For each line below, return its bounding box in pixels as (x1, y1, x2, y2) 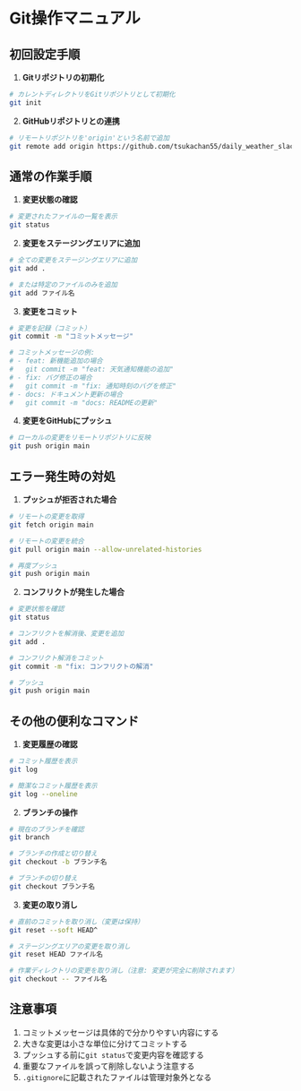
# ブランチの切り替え (9, 874, 78, 883)
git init (9, 98, 42, 107)
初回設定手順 (9, 47, 81, 62)
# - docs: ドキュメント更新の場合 (9, 390, 124, 399)
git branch (9, 833, 50, 842)
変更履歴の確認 (21, 739, 78, 750)
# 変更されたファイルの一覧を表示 (9, 212, 118, 221)
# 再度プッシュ (9, 561, 58, 570)
